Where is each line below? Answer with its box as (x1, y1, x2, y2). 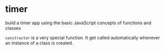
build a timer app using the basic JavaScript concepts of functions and (5, 20, 151, 26)
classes (5, 25, 21, 31)
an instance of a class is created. (5, 40, 74, 46)
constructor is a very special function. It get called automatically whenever (5, 35, 160, 41)
